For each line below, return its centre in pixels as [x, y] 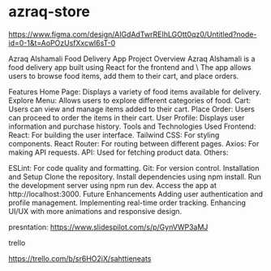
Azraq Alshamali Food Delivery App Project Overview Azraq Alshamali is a [132, 59]
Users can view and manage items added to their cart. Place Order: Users [132, 109]
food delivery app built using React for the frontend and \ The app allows [130, 67]
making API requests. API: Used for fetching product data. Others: [118, 152]
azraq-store [49, 12]
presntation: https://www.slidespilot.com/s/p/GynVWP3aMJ [108, 227]
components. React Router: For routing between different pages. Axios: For [134, 143]
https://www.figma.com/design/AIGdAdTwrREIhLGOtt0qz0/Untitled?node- [133, 34]
